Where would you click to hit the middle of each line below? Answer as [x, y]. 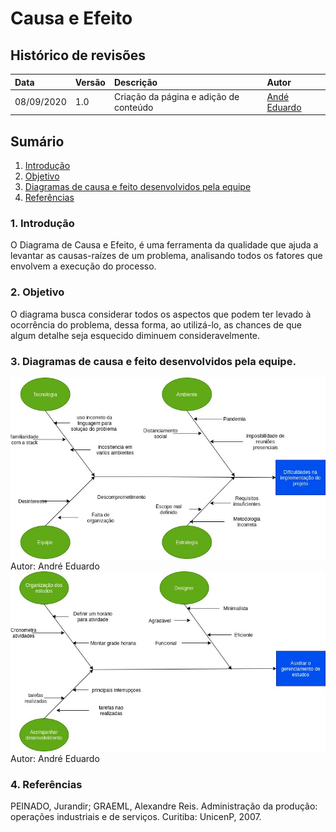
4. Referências [46, 784]
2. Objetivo [37, 292]
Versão [90, 82]
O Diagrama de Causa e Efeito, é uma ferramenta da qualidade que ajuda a [164, 245]
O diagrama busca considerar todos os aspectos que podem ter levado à [161, 314]
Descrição [135, 82]
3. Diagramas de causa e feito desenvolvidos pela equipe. [153, 361]
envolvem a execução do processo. [83, 266]
